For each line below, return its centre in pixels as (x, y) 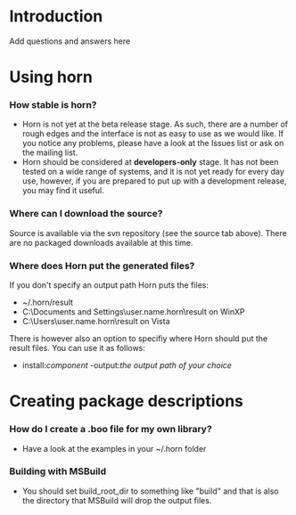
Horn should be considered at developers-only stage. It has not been (150, 162)
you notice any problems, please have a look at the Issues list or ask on (153, 143)
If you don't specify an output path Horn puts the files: (109, 285)
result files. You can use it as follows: (77, 348)
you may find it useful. (63, 191)
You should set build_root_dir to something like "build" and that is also (150, 491)
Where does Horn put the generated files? (102, 266)
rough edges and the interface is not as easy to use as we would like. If (152, 134)
